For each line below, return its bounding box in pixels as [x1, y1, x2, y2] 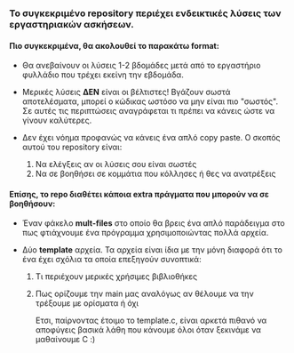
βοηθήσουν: [9, 198, 56, 209]
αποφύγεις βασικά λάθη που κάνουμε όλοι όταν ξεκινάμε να [35, 325, 262, 335]
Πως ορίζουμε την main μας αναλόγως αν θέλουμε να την [35, 288, 255, 300]
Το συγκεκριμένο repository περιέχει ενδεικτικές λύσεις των [9, 7, 282, 20]
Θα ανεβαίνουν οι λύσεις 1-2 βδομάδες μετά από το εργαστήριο [21, 60, 261, 71]
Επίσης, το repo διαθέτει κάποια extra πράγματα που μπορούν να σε [9, 189, 269, 199]
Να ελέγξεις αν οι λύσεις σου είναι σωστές [35, 159, 197, 170]
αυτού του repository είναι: [21, 141, 123, 153]
